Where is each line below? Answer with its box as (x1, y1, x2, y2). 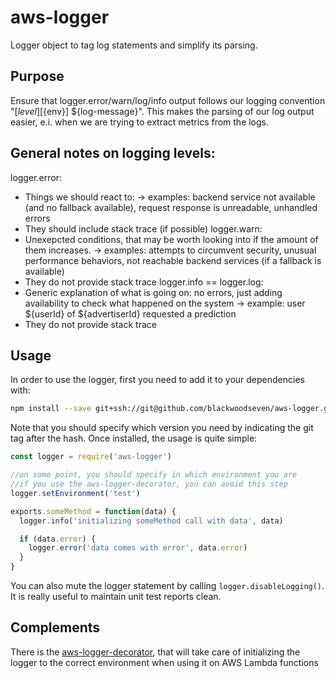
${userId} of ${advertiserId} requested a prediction (24, 307, 237, 320)
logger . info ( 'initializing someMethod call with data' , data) (19, 516, 284, 526)
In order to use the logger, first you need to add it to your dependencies (10, 374, 305, 386)
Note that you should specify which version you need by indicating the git (10, 422, 314, 434)
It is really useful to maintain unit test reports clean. (10, 591, 222, 602)
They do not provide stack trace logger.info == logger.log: (24, 276, 264, 288)
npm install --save (10, 404, 92, 414)
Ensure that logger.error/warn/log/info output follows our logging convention (10, 94, 326, 106)
